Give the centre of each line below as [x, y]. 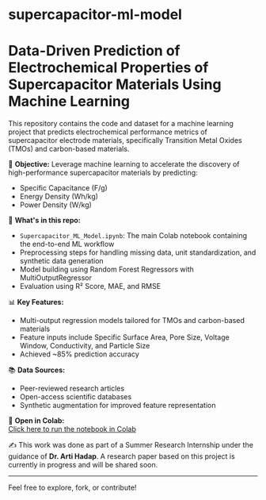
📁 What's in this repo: [44, 221]
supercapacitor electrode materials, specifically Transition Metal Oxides [125, 140]
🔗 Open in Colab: [36, 421]
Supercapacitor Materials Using [115, 85]
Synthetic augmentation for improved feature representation [118, 406]
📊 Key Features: [36, 302]
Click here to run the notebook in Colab [72, 429]
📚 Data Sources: [37, 370]
